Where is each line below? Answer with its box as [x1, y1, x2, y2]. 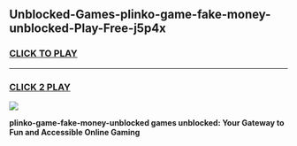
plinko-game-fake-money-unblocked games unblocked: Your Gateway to [9, 117, 285, 127]
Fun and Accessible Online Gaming [9, 127, 141, 137]
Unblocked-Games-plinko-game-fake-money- [9, 7, 271, 22]
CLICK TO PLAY [9, 48, 78, 60]
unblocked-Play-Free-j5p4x [9, 21, 166, 36]
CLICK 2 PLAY [9, 81, 71, 93]
